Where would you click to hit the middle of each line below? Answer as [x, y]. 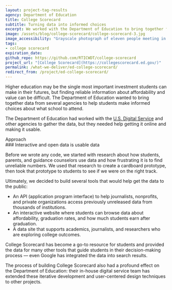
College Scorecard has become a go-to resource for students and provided [85, 245]
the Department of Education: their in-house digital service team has [78, 271]
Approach [16, 139]
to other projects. [24, 282]
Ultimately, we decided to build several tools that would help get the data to [85, 181]
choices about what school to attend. [44, 109]
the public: [17, 186]
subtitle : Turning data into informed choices [56, 24]
